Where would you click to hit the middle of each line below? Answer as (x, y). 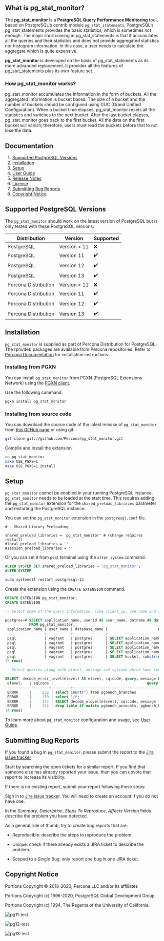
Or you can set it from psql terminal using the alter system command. (76, 557)
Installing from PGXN (31, 367)
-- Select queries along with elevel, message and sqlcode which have (78, 670)
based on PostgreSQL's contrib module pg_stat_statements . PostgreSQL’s (79, 25)
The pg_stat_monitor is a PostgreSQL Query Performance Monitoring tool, (82, 20)
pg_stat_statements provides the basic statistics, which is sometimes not (78, 30)
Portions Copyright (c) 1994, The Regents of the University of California (77, 905)
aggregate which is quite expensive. (41, 51)
